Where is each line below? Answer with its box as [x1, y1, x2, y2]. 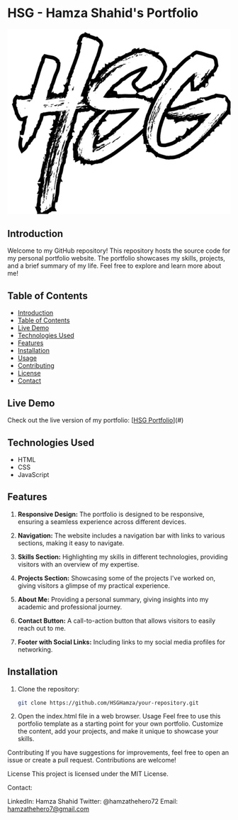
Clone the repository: [17, 684, 80, 693]
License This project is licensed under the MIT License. [7, 770, 169, 778]
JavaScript [17, 470, 50, 479]
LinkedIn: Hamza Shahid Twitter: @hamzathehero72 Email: [7, 797, 178, 806]
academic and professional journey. [17, 602, 123, 611]
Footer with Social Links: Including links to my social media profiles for [17, 638, 225, 646]
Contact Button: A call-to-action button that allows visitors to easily [17, 616, 216, 625]
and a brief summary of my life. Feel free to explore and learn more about [7, 261, 222, 270]
